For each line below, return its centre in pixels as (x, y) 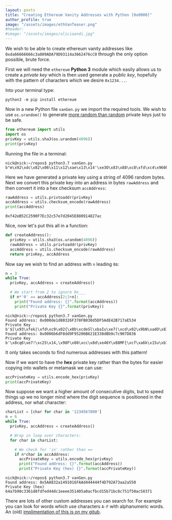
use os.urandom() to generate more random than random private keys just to (86, 114)
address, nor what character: (36, 402)
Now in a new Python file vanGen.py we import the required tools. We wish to (86, 109)
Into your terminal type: (30, 90)
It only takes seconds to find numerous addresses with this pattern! (76, 352)
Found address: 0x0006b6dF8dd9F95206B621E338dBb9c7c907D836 (71, 334)
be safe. (14, 120)
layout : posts (20, 10)
